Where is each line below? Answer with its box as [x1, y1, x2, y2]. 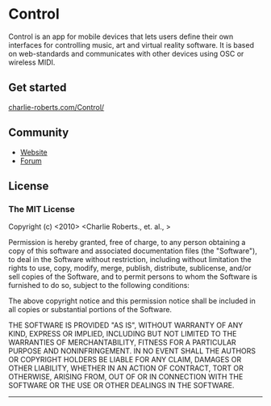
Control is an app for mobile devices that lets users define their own [8, 32, 234, 41]
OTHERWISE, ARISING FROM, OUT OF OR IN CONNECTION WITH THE [8, 372, 244, 382]
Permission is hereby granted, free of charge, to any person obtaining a [8, 238, 246, 247]
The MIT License [8, 203, 75, 214]
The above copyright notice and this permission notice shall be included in [8, 296, 256, 306]
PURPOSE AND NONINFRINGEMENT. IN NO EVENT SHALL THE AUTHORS [8, 346, 256, 356]
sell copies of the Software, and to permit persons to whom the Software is [8, 272, 258, 281]
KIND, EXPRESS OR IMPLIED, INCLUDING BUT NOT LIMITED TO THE [8, 329, 237, 339]
